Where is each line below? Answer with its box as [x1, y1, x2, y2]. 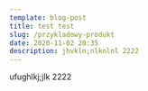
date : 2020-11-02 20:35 [9, 38, 99, 48]
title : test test [9, 22, 75, 31]
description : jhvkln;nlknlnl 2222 [9, 47, 140, 56]
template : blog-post [9, 13, 88, 23]
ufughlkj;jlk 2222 [9, 71, 72, 82]
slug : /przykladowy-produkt [9, 30, 116, 39]
